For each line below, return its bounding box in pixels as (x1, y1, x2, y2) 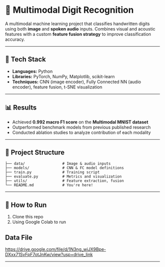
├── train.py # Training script (5, 170, 100, 175)
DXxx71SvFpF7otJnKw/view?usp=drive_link (5, 252, 93, 257)
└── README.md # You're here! (5, 183, 93, 188)
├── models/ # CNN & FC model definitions (5, 166, 124, 171)
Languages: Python (12, 68, 53, 74)
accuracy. (5, 36, 26, 42)
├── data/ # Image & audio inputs (5, 161, 111, 166)
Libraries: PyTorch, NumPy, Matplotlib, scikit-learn (12, 73, 115, 79)
